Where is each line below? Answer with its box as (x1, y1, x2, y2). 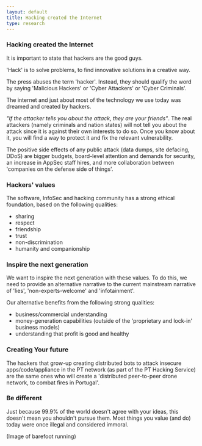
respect (15, 219, 35, 226)
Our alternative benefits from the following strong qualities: (6, 299, 154, 306)
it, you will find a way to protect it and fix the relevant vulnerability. (6, 134, 173, 141)
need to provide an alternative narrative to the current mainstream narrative (6, 281, 197, 288)
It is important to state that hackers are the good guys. (6, 54, 143, 62)
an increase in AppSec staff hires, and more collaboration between (6, 159, 175, 166)
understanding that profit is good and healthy (15, 330, 129, 337)
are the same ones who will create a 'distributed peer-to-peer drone (6, 372, 178, 379)
